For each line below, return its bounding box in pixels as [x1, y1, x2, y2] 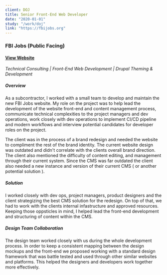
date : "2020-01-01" [5, 16, 46, 21]
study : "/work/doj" [5, 21, 46, 26]
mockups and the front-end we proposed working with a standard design [5, 248, 156, 255]
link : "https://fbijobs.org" [5, 26, 66, 31]
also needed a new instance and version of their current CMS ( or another [5, 163, 157, 169]
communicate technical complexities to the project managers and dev [5, 111, 149, 117]
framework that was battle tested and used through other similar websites [5, 254, 157, 260]
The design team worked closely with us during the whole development [5, 238, 152, 244]
